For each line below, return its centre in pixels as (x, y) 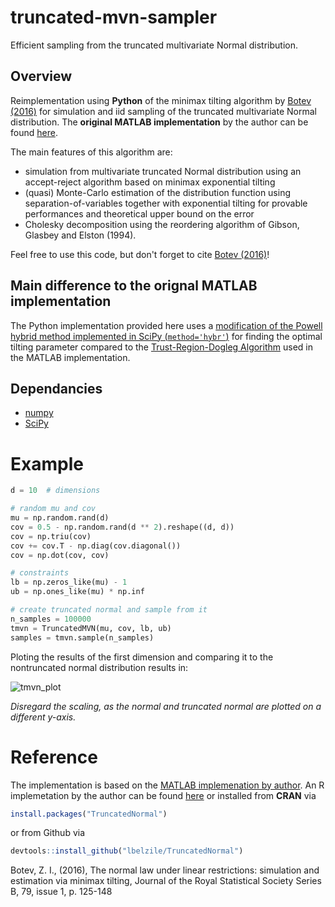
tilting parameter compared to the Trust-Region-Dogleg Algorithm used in (161, 347)
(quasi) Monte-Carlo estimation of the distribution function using (158, 192)
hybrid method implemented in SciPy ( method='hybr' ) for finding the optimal (166, 336)
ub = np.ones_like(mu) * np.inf (77, 592)
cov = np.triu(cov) (51, 536)
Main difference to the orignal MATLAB (134, 286)
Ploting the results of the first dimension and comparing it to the (142, 657)
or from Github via (48, 833)
